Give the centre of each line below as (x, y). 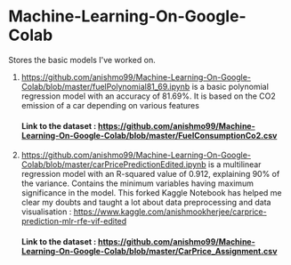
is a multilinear (234, 165)
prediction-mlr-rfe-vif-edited (74, 221)
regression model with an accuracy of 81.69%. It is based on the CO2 (149, 96)
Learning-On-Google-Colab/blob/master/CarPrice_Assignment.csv (149, 251)
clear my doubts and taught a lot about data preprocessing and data (146, 203)
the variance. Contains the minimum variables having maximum (137, 183)
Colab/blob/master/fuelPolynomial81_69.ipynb (105, 86)
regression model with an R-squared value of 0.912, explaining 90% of (150, 174)
